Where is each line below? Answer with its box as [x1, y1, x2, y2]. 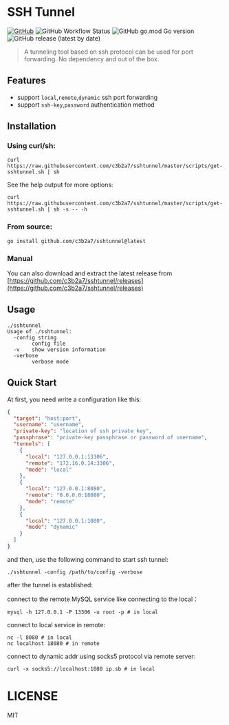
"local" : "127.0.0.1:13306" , [25, 453, 109, 460]
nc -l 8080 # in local [7, 634, 72, 641]
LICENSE [7, 689, 58, 704]
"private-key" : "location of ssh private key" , [13, 428, 153, 434]
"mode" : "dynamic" [25, 524, 78, 531]
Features [7, 75, 46, 87]
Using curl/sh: [7, 141, 56, 151]
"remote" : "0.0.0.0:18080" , [25, 492, 107, 499]
